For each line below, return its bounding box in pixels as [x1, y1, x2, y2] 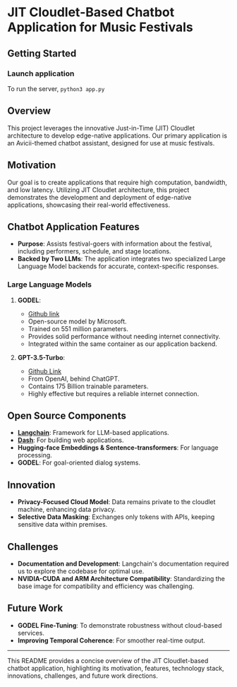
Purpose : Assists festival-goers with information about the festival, [17, 239, 213, 248]
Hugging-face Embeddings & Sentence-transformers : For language [17, 443, 219, 452]
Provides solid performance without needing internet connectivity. [28, 332, 221, 340]
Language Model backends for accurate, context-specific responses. [17, 262, 219, 270]
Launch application [7, 68, 75, 78]
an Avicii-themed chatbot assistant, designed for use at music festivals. [7, 138, 215, 147]
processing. [17, 451, 53, 460]
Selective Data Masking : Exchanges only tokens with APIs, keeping [17, 513, 215, 521]
